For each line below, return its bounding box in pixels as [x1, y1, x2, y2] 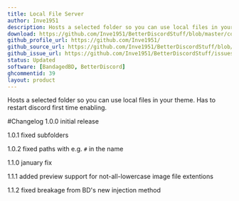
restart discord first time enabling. [7, 104, 107, 112]
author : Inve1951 [7, 17, 59, 24]
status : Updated [7, 57, 55, 64]
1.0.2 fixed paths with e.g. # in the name [7, 145, 124, 153]
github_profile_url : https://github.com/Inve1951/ [7, 37, 161, 44]
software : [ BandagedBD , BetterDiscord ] [7, 63, 126, 70]
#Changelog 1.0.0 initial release [7, 117, 100, 126]
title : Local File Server [7, 10, 84, 18]
